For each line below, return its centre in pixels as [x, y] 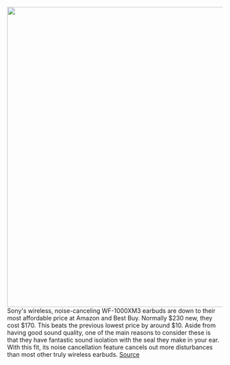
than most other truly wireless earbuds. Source [74, 354]
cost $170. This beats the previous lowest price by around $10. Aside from [112, 325]
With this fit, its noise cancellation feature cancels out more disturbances [110, 347]
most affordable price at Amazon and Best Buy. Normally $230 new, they [110, 318]
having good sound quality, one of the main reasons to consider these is [109, 332]
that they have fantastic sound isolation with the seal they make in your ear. [113, 340]
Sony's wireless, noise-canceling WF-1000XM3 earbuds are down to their [111, 311]
